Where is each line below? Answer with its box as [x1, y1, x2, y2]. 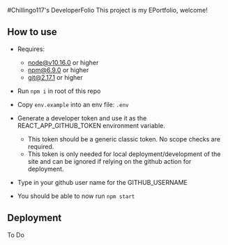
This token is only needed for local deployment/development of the [27, 150, 221, 158]
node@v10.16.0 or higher [27, 58, 99, 66]
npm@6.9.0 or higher [27, 66, 89, 74]
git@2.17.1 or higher [27, 73, 83, 81]
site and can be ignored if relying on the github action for [27, 157, 192, 165]
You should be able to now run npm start [17, 192, 135, 200]
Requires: [17, 45, 45, 53]
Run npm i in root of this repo [17, 87, 101, 95]
